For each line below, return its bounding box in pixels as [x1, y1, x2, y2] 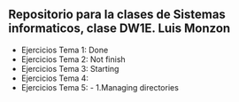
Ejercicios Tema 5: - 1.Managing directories [20, 82, 179, 92]
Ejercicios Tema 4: [20, 73, 89, 83]
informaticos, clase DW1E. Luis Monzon [8, 21, 231, 36]
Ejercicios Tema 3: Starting [20, 63, 119, 74]
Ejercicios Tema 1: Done [20, 44, 109, 55]
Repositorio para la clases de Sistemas [8, 7, 227, 22]
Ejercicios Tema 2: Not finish [20, 53, 126, 65]
